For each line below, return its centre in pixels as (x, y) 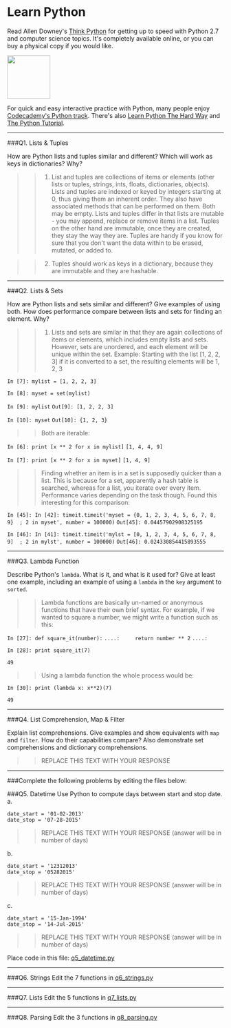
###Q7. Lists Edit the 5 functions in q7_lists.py (72, 997)
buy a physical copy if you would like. (60, 46)
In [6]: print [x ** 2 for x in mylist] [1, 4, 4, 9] (85, 447)
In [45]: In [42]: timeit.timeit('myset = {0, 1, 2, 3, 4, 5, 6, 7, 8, (112, 515)
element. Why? (28, 319)
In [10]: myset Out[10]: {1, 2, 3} (57, 420)
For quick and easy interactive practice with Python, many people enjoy (109, 108)
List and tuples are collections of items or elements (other (133, 177)
